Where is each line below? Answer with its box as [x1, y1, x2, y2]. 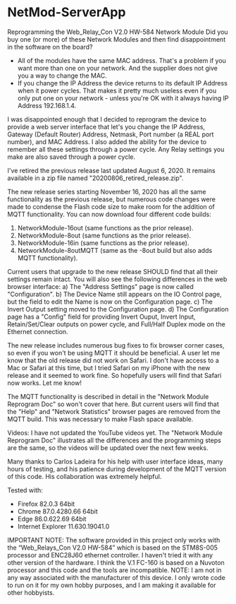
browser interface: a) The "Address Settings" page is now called [7, 282, 194, 290]
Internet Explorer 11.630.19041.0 [17, 522, 110, 531]
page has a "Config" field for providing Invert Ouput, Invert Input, [7, 312, 196, 321]
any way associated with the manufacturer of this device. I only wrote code [7, 573, 225, 581]
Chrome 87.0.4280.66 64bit [17, 507, 99, 516]
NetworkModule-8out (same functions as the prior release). [17, 231, 192, 239]
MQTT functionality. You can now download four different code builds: [7, 210, 211, 218]
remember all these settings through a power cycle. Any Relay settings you [7, 145, 225, 153]
